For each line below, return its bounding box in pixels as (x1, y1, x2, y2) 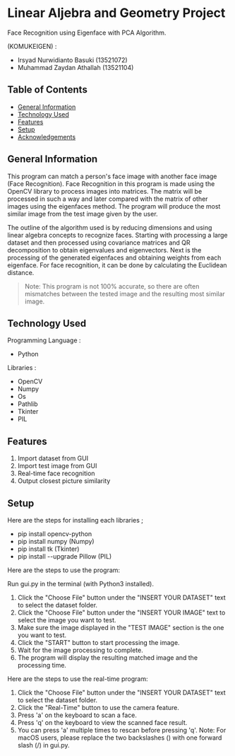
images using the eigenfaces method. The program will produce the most (7, 202, 221, 210)
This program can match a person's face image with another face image (7, 172, 217, 180)
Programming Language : (7, 336, 81, 344)
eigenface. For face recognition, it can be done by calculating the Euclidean (7, 260, 227, 269)
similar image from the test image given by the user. (7, 209, 158, 218)
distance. (7, 268, 35, 277)
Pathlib (17, 400, 38, 408)
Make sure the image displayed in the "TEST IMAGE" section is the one (17, 624, 224, 632)
